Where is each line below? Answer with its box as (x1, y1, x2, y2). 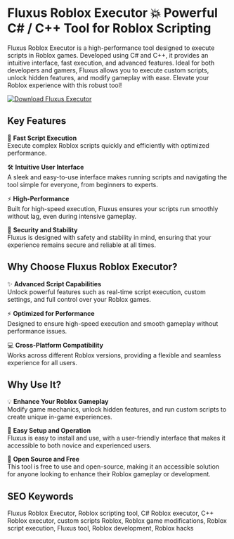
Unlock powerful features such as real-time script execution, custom (7, 287, 206, 296)
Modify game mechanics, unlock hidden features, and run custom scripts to (7, 405, 227, 414)
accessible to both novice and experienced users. (7, 441, 152, 450)
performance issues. (7, 326, 67, 335)
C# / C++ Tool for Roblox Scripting (7, 20, 212, 37)
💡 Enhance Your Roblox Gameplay (7, 398, 109, 406)
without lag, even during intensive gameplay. (7, 212, 137, 220)
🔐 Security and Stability (7, 225, 78, 234)
